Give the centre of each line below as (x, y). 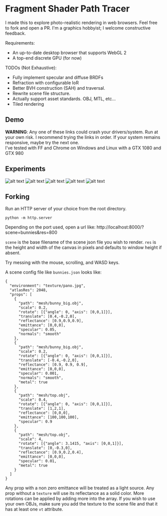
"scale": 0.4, (33, 400)
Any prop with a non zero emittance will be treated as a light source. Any (80, 488)
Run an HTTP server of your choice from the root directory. (66, 209)
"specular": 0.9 (35, 422)
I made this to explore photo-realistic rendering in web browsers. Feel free (82, 23)
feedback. (15, 33)
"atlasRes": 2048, (29, 290)
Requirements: (20, 43)
